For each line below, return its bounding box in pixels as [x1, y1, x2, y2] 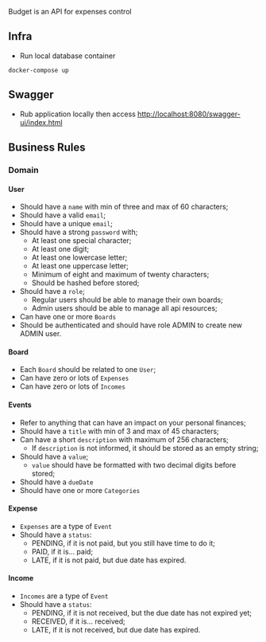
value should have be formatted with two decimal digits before [31, 460, 237, 469]
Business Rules [8, 141, 86, 155]
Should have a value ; [19, 452, 89, 461]
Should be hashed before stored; [31, 278, 140, 288]
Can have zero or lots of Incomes [19, 382, 125, 391]
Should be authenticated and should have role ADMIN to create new [19, 320, 243, 330]
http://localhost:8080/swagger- [137, 109, 241, 119]
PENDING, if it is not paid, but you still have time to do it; [31, 538, 216, 548]
